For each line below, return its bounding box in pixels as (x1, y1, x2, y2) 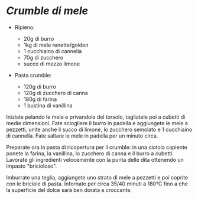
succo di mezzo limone (23, 60, 80, 67)
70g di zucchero (23, 54, 64, 61)
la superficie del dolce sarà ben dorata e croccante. (6, 186, 132, 193)
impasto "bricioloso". (6, 162, 57, 169)
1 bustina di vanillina (23, 102, 73, 109)
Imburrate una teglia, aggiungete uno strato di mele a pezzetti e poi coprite (6, 174, 189, 181)
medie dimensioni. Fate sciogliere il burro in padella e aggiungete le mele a (6, 119, 188, 126)
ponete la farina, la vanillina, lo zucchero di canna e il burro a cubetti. (6, 149, 174, 157)
